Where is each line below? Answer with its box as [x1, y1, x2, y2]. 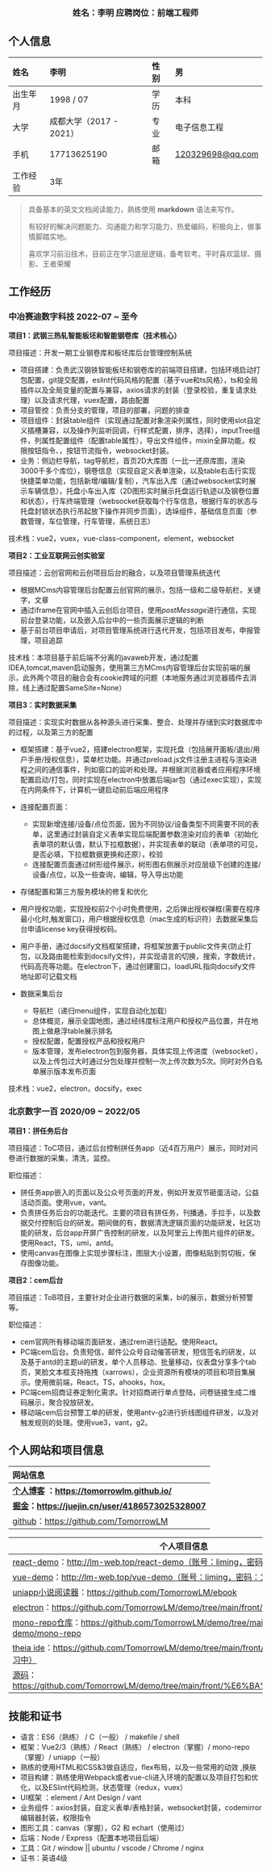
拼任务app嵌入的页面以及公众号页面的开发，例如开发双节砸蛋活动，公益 [19, 1187, 260, 1197]
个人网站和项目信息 [8, 1444, 104, 1457]
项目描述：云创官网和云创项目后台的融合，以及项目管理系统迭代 [8, 568, 220, 578]
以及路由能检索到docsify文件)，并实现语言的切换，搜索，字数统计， [34, 951, 260, 962]
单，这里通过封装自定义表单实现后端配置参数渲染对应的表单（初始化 [31, 829, 259, 839]
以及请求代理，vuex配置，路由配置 [34, 396, 150, 405]
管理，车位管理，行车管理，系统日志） [27, 517, 155, 526]
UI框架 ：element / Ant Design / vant [19, 1792, 142, 1802]
